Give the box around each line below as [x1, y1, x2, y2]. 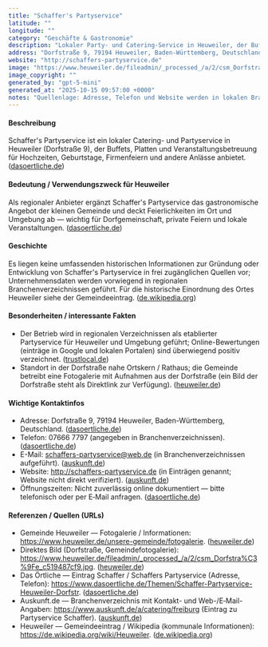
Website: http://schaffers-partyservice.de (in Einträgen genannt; [19, 466, 231, 476]
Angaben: [19, 605, 53, 614]
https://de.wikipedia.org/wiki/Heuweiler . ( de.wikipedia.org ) [19, 630, 213, 640]
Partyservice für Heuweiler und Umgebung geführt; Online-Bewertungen [19, 337, 260, 347]
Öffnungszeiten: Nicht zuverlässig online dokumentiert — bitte [19, 484, 225, 494]
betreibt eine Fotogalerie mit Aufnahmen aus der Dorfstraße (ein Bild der [19, 371, 258, 381]
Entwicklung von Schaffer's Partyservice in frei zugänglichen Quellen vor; [8, 267, 251, 276]
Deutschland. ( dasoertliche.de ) [19, 424, 122, 434]
